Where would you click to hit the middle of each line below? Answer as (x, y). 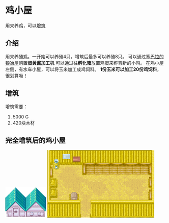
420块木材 (24, 122)
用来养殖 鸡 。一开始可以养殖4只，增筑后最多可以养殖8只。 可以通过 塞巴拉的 (84, 56)
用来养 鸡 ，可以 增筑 (25, 26)
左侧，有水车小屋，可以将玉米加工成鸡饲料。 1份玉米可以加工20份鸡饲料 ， (83, 69)
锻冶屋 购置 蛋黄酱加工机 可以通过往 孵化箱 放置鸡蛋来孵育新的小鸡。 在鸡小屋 (84, 63)
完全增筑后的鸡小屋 (35, 140)
